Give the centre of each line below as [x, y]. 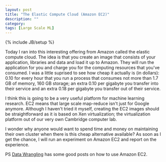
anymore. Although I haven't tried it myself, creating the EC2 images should [82, 109]
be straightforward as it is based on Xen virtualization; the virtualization [78, 114]
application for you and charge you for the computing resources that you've [83, 68]
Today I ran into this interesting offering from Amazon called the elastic [78, 52]
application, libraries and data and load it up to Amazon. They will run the [80, 62]
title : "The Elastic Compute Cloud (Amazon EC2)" [57, 14]
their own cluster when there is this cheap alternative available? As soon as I [83, 134]
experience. [17, 145]
